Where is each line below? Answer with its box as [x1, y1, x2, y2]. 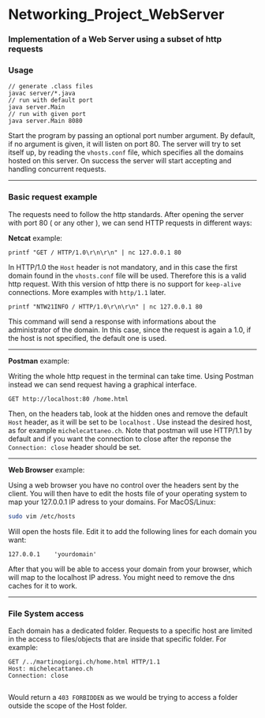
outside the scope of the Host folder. [8, 701, 128, 710]
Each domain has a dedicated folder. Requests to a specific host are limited [8, 626, 252, 635]
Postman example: [8, 356, 69, 365]
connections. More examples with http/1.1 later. [8, 287, 166, 297]
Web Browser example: [8, 465, 85, 474]
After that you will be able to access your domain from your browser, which [8, 564, 252, 574]
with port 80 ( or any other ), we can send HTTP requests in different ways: [8, 218, 252, 227]
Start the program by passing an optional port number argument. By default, [8, 131, 256, 140]
